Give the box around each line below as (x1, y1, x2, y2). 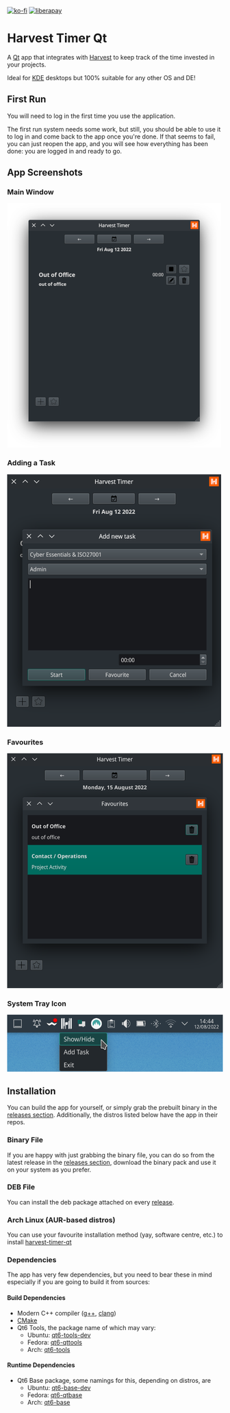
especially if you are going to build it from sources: (7, 1278, 151, 1286)
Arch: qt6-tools (27, 1345, 71, 1353)
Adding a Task (7, 458, 56, 468)
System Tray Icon (7, 998, 66, 1008)
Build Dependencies (7, 1294, 66, 1302)
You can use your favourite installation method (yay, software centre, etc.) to (7, 1231, 223, 1239)
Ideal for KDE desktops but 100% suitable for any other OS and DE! (7, 73, 196, 82)
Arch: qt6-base (27, 1398, 71, 1406)
